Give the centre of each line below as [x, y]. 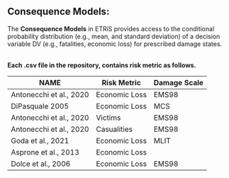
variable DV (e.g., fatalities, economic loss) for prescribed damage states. [115, 44]
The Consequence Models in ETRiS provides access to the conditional [111, 28]
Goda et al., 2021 [40, 140]
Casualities [114, 129]
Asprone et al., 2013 [45, 152]
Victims [108, 118]
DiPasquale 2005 [40, 106]
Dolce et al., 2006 [41, 164]
